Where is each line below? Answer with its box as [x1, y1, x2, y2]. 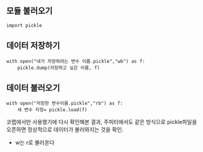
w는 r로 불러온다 [15, 139, 55, 147]
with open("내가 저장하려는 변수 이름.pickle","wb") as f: [6, 58, 145, 64]
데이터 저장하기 [6, 40, 60, 51]
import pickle [6, 22, 43, 29]
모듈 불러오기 [6, 5, 53, 16]
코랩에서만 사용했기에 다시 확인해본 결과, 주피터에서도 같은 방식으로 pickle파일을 [6, 118, 197, 126]
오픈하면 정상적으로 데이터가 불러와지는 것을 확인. [6, 126, 124, 133]
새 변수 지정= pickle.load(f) [17, 107, 88, 113]
